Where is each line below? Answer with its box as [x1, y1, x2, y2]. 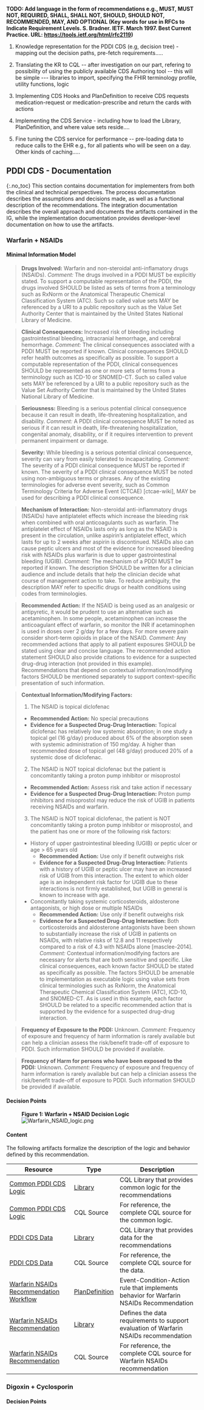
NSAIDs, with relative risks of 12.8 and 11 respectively [39, 936, 173, 944]
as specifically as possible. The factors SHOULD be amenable [39, 969, 195, 976]
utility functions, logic [15, 80, 69, 88]
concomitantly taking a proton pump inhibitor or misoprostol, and [30, 821, 193, 829]
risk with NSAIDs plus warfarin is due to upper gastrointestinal [21, 551, 177, 558]
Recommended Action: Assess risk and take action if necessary [30, 784, 192, 791]
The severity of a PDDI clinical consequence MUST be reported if [21, 461, 185, 469]
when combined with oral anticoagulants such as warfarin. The [21, 519, 179, 526]
